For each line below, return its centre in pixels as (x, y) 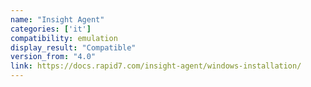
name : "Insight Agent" (57, 19)
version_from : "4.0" (53, 57)
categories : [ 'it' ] (51, 29)
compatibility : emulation (64, 38)
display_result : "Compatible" (73, 47)
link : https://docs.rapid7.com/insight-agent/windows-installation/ (156, 66)
